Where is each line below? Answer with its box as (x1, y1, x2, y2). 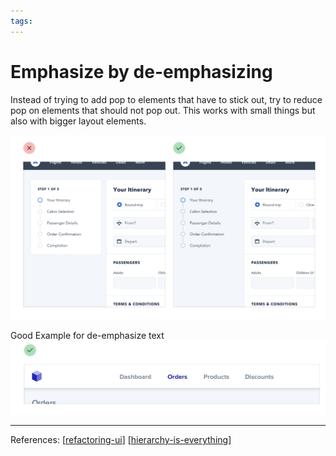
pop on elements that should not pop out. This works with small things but (10, 104, 316, 116)
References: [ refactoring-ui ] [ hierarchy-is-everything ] (10, 434, 232, 446)
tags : (10, 16, 33, 26)
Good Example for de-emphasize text (10, 330, 165, 342)
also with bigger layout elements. (10, 115, 147, 127)
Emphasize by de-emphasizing (10, 60, 273, 83)
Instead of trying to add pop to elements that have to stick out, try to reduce (10, 93, 323, 105)
